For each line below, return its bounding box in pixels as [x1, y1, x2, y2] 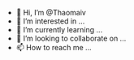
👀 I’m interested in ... [15, 16, 85, 26]
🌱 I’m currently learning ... [15, 25, 103, 34]
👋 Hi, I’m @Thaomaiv [15, 8, 87, 17]
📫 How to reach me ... [15, 43, 92, 52]
